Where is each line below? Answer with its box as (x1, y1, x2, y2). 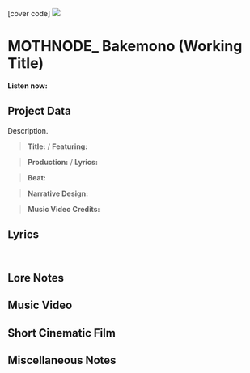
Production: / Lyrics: (27, 157, 99, 167)
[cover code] (7, 9, 51, 18)
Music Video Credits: (27, 204, 100, 214)
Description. (7, 125, 49, 135)
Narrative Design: (27, 189, 89, 198)
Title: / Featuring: (27, 142, 88, 151)
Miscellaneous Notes (7, 354, 117, 367)
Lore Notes (7, 271, 64, 285)
